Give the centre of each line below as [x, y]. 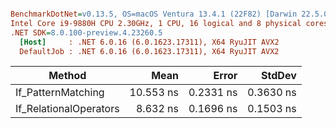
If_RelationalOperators [67, 109]
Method [67, 76]
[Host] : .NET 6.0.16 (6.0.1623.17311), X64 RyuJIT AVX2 [149, 42]
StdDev [279, 76]
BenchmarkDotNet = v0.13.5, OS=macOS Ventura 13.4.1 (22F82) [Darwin [154, 14]
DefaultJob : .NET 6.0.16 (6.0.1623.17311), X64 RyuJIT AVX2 [149, 51]
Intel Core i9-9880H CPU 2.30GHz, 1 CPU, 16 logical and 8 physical [156, 23]
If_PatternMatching [60, 93]
